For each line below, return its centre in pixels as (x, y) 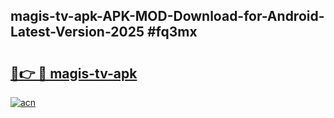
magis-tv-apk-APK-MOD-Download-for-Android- (167, 16)
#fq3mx (172, 32)
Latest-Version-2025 (77, 32)
